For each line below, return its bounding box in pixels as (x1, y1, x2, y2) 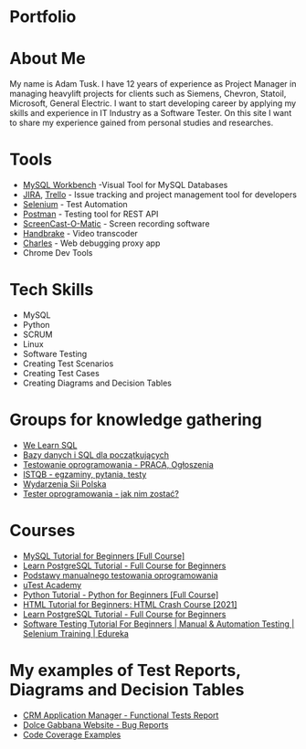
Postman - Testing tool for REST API (22, 208, 159, 220)
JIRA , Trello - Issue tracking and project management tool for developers (22, 189, 297, 200)
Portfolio (9, 6, 77, 27)
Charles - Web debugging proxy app (22, 237, 161, 248)
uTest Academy (22, 579, 82, 590)
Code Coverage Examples (22, 729, 121, 740)
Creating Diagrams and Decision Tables (22, 377, 172, 388)
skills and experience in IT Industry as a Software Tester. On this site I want (9, 108, 292, 119)
